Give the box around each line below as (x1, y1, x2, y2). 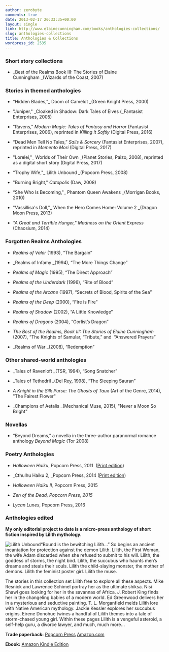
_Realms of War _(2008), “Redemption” (12, 344, 95, 350)
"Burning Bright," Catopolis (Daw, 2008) (12, 179, 96, 186)
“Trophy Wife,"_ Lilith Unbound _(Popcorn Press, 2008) (12, 169, 128, 176)
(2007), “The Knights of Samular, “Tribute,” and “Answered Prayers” (12, 334, 156, 340)
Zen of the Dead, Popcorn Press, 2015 (12, 492, 93, 498)
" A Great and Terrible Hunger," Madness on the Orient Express (12, 220, 144, 226)
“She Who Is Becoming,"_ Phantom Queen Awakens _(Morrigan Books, (12, 189, 161, 195)
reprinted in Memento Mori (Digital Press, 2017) (12, 145, 112, 151)
